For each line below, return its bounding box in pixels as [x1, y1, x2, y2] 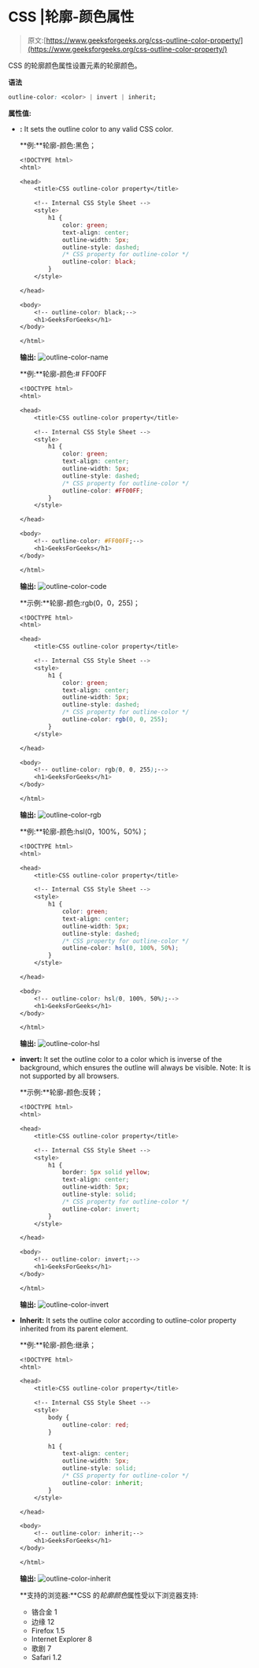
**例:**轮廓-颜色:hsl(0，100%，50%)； [19, 826, 149, 836]
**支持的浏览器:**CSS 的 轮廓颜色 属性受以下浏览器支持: [19, 1590, 199, 1599]
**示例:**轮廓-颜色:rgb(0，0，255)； [19, 598, 140, 608]
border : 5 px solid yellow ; [61, 1168, 151, 1176]
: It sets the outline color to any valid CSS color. [19, 124, 174, 133]
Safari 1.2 [31, 1652, 62, 1662]
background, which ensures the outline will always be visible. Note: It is [19, 1063, 251, 1073]
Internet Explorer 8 [31, 1634, 93, 1644]
